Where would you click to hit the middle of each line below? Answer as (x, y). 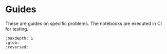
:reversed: (17, 47)
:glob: (12, 43)
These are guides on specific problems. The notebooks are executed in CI (84, 23)
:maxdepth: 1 (19, 38)
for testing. (17, 29)
